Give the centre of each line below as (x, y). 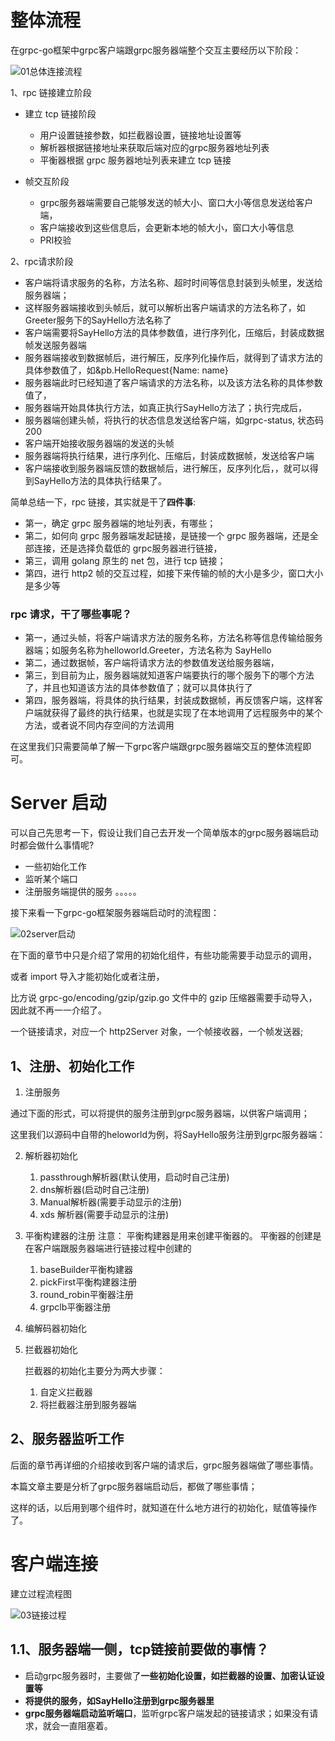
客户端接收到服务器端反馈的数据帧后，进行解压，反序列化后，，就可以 (167, 468)
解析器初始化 (51, 1155)
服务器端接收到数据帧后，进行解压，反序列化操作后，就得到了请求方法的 (173, 357)
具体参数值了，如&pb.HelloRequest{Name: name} (126, 370)
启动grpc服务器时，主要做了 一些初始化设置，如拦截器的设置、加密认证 (170, 1675)
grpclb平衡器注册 (75, 1307)
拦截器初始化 (51, 1349)
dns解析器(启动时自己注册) (94, 1189)
